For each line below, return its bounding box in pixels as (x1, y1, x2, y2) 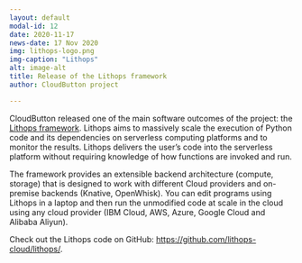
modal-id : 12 (9, 22, 59, 31)
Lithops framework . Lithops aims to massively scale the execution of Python (9, 122, 293, 133)
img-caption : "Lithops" (9, 55, 99, 64)
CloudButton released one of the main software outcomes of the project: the (9, 113, 293, 123)
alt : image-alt (9, 64, 67, 73)
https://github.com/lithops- (156, 233, 257, 244)
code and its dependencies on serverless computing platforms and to (9, 131, 268, 142)
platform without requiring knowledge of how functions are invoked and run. (9, 150, 293, 162)
